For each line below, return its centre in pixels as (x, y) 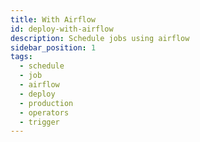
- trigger (39, 122)
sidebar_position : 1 (53, 47)
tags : (21, 57)
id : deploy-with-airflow (62, 29)
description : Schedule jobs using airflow (100, 38)
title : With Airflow (53, 19)
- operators (44, 112)
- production (46, 103)
